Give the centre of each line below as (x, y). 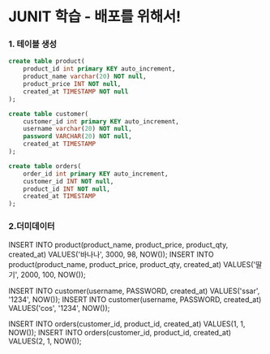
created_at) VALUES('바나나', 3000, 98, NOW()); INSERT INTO (111, 254)
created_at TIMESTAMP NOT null (76, 91)
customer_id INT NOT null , (69, 181)
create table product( (47, 62)
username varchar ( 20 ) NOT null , (77, 129)
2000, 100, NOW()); (53, 274)
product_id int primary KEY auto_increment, (99, 69)
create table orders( (45, 166)
